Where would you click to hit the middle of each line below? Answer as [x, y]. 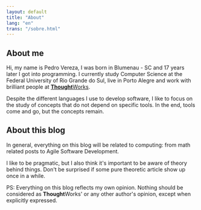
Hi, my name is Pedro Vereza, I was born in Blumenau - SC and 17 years [95, 68]
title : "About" [25, 17]
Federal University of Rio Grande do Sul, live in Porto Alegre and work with [99, 81]
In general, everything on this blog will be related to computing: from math [98, 145]
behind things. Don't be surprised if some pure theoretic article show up [96, 169]
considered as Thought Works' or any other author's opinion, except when [99, 194]
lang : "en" [20, 23]
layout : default [27, 12]
